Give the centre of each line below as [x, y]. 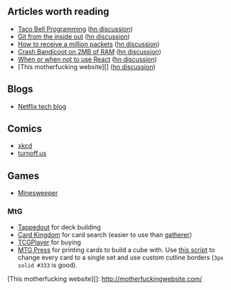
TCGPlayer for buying [49, 242]
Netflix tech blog [42, 106]
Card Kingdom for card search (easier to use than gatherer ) [104, 234]
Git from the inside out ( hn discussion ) [74, 36]
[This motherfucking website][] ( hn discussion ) [87, 66]
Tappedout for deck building [59, 227]
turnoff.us [32, 153]
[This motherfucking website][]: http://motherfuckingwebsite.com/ [105, 279]
